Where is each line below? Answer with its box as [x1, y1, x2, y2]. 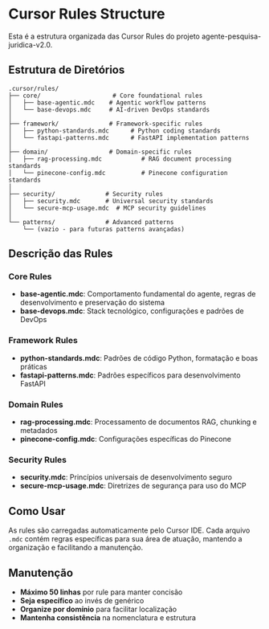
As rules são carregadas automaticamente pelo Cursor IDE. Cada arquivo [8, 525, 251, 535]
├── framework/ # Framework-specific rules [8, 120, 203, 128]
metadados [19, 426, 58, 435]
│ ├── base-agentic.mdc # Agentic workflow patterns [8, 98, 206, 107]
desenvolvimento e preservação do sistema [19, 298, 165, 308]
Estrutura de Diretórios [8, 63, 125, 77]
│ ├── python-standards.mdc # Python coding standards [8, 126, 221, 135]
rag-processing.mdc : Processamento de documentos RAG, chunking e [19, 417, 257, 427]
